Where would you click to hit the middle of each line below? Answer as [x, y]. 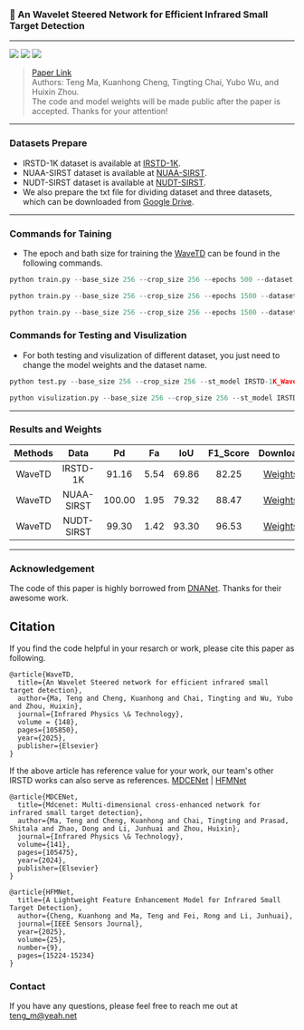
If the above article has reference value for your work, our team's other [142, 771]
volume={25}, [42, 939]
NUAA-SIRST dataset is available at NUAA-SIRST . [115, 172]
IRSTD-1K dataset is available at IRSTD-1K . [101, 163]
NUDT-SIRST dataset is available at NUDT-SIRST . [114, 182]
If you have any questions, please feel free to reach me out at [123, 1006]
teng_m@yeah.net [43, 1015]
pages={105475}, [48, 852]
